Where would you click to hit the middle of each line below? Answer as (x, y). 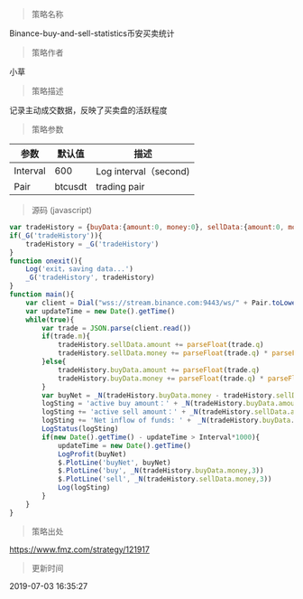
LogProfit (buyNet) (92, 454)
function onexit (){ (46, 261)
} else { (54, 361)
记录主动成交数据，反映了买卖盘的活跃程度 (88, 110)
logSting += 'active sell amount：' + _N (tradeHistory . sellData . (166, 412)
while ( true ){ (50, 320)
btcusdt (71, 187)
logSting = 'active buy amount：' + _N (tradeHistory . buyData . (161, 404)
